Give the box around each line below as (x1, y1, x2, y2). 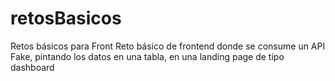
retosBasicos (10, 7, 122, 30)
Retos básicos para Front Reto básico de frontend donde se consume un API (10, 40, 326, 52)
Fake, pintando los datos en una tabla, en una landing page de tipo (10, 50, 285, 62)
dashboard (10, 61, 55, 73)
